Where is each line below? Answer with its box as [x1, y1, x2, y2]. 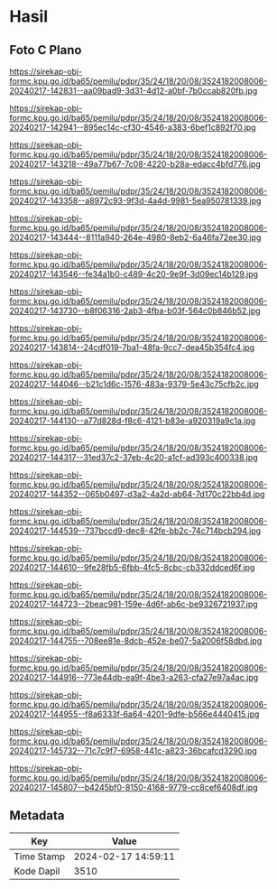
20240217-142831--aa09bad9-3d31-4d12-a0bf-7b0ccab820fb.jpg [9, 86, 258, 96]
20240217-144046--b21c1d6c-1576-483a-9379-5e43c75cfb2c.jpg [9, 379, 259, 389]
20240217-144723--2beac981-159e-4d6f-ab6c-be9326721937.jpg [9, 598, 259, 609]
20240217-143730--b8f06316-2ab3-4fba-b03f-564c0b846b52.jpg [9, 305, 261, 316]
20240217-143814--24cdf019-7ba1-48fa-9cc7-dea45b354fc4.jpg [9, 342, 255, 353]
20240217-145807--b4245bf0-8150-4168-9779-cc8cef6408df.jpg [9, 783, 258, 792]
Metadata [9, 808, 65, 823]
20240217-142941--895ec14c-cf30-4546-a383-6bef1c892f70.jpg [9, 122, 256, 133]
